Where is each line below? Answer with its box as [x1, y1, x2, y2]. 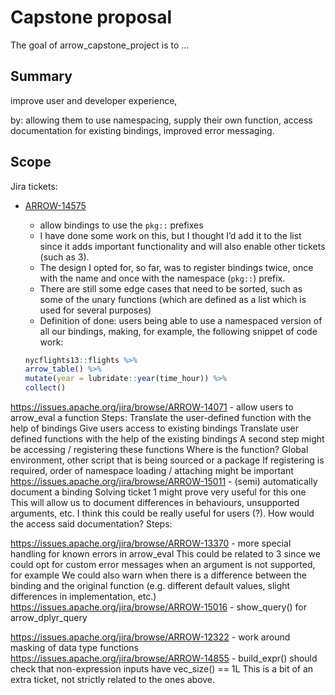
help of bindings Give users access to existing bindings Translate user [10, 422, 300, 435]
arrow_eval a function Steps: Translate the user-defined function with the [10, 412, 312, 424]
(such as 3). [39, 251, 90, 263]
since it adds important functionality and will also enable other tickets [39, 240, 326, 252]
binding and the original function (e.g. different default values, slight [10, 580, 291, 592]
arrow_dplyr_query [10, 612, 88, 624]
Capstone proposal [10, 6, 173, 29]
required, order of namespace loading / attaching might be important [10, 465, 294, 477]
